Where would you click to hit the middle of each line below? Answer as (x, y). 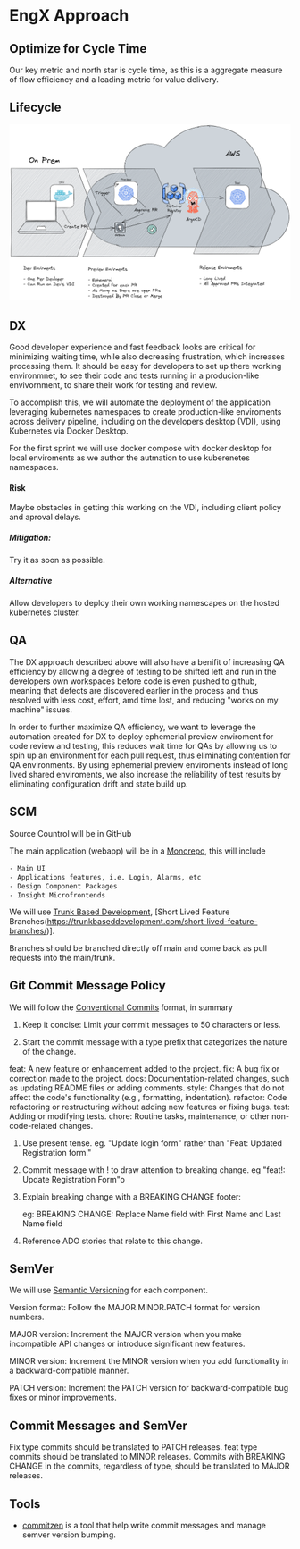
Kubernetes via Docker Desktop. (69, 431)
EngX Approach (69, 16)
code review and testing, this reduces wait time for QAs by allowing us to (143, 745)
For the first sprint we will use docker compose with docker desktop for (141, 448)
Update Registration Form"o (73, 1179)
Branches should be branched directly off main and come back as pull (138, 947)
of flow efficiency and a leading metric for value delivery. (114, 80)
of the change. (49, 1051)
